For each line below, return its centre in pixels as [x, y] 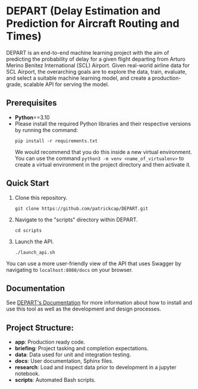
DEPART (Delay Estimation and [83, 11]
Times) [24, 36]
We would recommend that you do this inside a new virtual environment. [103, 152]
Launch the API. [34, 241]
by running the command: [46, 130]
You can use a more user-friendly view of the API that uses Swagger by [94, 263]
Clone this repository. [41, 197]
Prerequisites [32, 103]
